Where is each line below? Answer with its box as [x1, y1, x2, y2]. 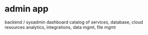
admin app [4, 3, 49, 14]
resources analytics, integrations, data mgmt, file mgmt [4, 24, 116, 30]
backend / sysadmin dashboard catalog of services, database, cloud [4, 19, 143, 25]
